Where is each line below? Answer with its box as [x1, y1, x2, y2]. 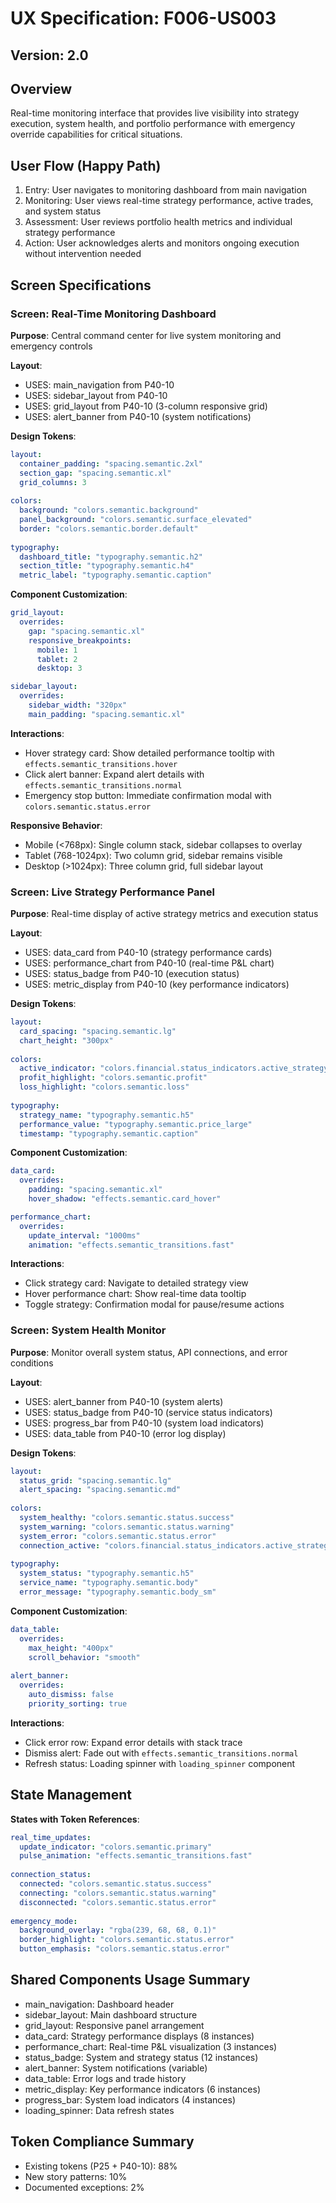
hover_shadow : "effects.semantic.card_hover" [28, 1194, 222, 1204]
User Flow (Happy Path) [10, 157, 162, 174]
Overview [10, 80, 73, 97]
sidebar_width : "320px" [28, 700, 128, 711]
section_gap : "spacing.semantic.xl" [19, 468, 172, 478]
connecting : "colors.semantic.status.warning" [19, 1888, 217, 1898]
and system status [24, 205, 102, 217]
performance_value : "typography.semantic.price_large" [19, 1119, 253, 1129]
